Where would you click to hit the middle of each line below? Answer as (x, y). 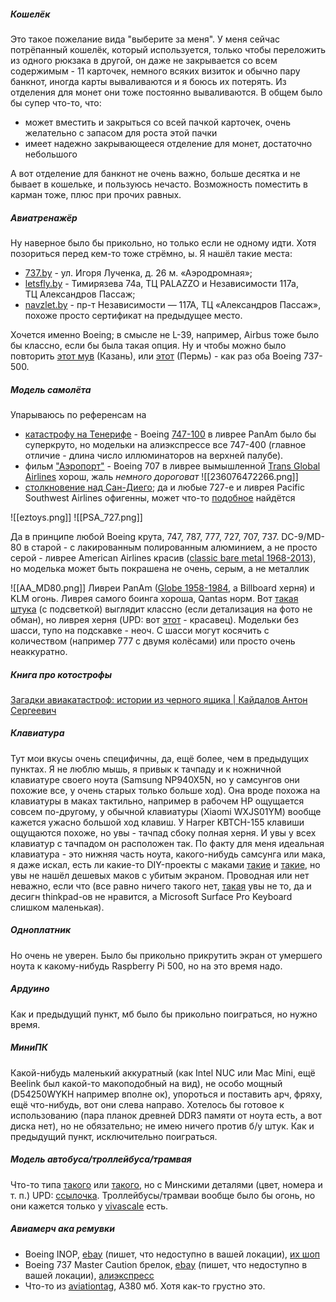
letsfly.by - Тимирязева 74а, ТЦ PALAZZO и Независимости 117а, (161, 283)
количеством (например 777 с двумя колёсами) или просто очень (153, 641)
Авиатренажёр (44, 217)
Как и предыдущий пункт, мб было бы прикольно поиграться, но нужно (164, 1014)
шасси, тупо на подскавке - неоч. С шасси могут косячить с (140, 630)
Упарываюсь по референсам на (78, 414)
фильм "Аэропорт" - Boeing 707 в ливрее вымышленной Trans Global (172, 466)
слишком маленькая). (57, 907)
